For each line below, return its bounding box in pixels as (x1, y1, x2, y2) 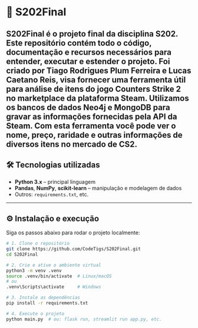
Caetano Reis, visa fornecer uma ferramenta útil (6, 75, 186, 85)
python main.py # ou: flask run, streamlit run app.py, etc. (6, 316, 162, 322)
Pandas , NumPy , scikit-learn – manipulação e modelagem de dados (14, 185, 182, 192)
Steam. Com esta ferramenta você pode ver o (6, 121, 176, 131)
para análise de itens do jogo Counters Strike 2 (6, 84, 181, 94)
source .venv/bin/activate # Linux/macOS (6, 273, 112, 279)
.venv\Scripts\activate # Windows (6, 284, 101, 290)
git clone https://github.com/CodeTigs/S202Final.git (6, 246, 141, 252)
